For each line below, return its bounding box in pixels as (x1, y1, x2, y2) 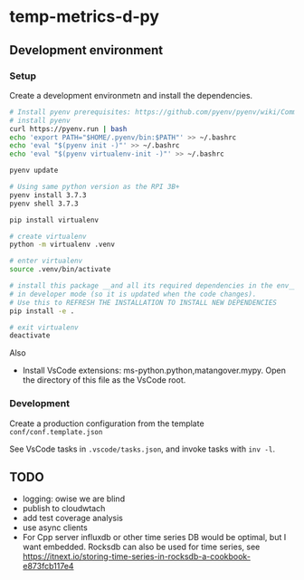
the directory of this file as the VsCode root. (22, 375, 186, 385)
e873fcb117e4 (22, 561, 74, 572)
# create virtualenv (9, 232, 88, 241)
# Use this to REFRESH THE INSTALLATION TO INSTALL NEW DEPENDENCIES (9, 298, 278, 307)
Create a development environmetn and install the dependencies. (9, 90, 253, 100)
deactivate (9, 331, 51, 340)
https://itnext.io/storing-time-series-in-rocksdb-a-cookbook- (22, 551, 252, 562)
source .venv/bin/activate (9, 265, 111, 274)
